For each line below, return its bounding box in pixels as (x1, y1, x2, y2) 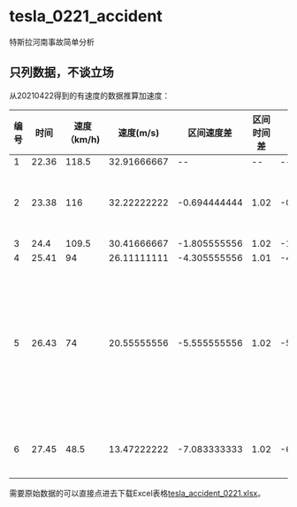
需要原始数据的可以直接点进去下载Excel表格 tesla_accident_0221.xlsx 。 (9, 488, 266, 498)
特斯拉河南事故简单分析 (9, 36, 95, 47)
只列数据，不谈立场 (9, 65, 114, 81)
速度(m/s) (118, 127, 160, 139)
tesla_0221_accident (9, 6, 164, 27)
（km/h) (65, 133, 101, 145)
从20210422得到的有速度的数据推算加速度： (9, 90, 171, 101)
